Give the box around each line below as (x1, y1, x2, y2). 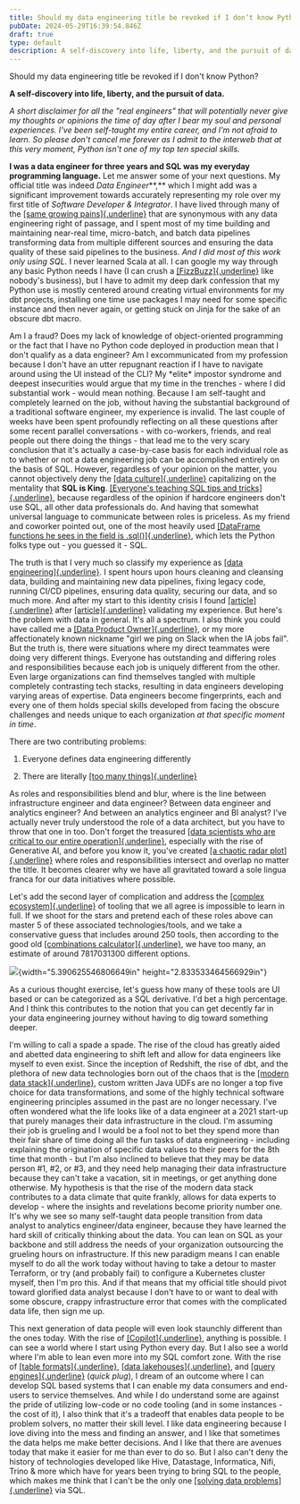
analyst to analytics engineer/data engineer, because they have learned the (9, 1220, 287, 1231)
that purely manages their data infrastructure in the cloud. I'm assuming (9, 1115, 273, 1126)
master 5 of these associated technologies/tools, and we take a (9, 919, 243, 931)
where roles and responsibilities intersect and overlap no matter (54, 855, 290, 866)
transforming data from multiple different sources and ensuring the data (9, 237, 274, 248)
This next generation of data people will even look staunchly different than (9, 1323, 283, 1334)
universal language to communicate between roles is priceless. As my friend (9, 511, 290, 522)
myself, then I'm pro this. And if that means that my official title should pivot (9, 1278, 287, 1288)
